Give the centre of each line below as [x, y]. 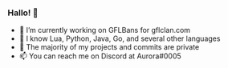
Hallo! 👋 [23, 13]
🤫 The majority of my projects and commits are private [109, 47]
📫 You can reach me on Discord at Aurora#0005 [100, 56]
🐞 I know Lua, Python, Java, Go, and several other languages [120, 38]
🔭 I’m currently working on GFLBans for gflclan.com [104, 30]
